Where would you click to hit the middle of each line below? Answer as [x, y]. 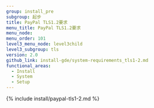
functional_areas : [29, 66]
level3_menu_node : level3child [44, 44]
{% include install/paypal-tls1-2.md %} [53, 99]
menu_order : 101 [26, 39]
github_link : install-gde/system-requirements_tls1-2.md [77, 60]
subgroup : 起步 [24, 17]
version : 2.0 [22, 55]
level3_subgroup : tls [33, 50]
